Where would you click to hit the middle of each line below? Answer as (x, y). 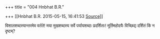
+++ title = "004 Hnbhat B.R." (35, 7)
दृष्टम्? (10, 31)
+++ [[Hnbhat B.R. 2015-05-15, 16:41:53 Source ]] (54, 16)
